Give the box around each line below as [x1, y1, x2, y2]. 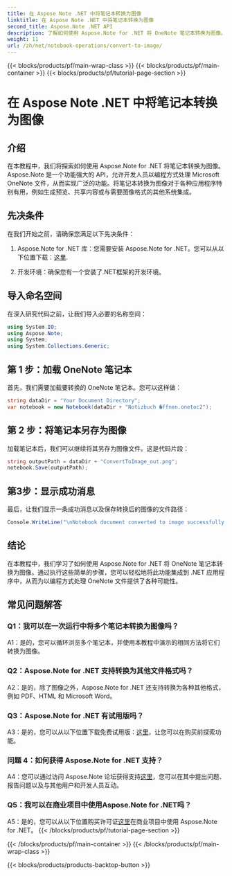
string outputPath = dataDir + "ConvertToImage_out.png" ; [7, 458, 178, 465]
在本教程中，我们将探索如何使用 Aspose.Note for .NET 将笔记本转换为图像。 [7, 162, 225, 170]
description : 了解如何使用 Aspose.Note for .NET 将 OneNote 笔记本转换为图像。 [7, 29, 226, 37]
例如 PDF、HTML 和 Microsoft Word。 [7, 692, 116, 700]
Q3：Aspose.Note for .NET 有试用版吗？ [7, 710, 144, 720]
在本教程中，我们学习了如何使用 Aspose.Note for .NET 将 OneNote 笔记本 [7, 559, 217, 568]
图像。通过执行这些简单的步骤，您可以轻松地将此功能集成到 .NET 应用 [19, 568, 219, 576]
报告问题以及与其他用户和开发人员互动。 [7, 781, 123, 789]
